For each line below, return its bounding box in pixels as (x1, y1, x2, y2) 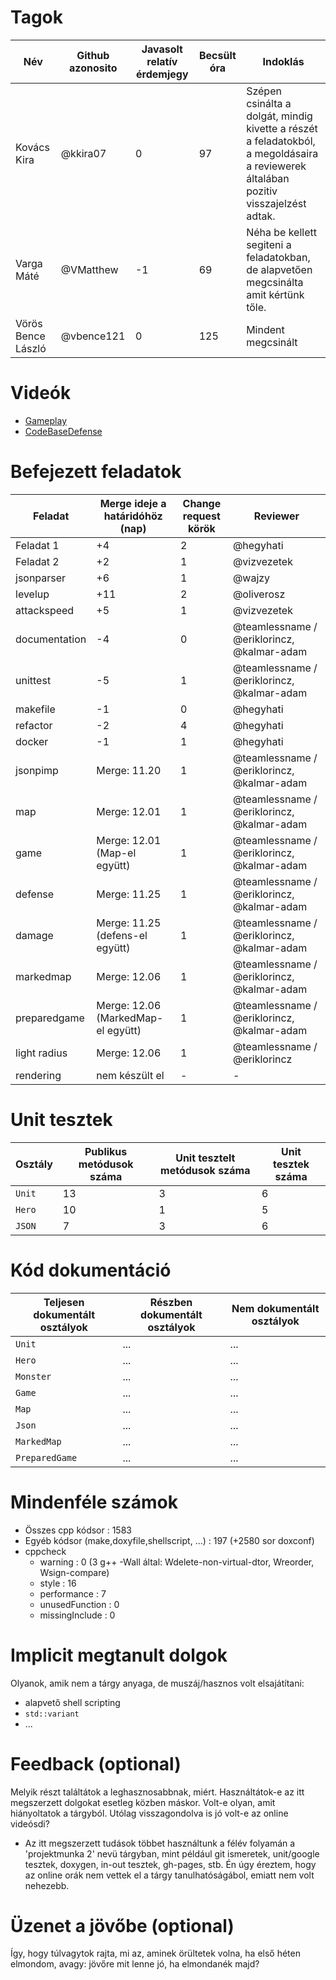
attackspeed (15, 603, 75, 617)
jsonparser (15, 571, 67, 585)
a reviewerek (246, 159, 307, 173)
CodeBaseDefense (24, 425, 103, 437)
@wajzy (232, 571, 271, 585)
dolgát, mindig (246, 109, 313, 123)
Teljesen (43, 1295, 85, 1309)
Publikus (84, 1144, 128, 1158)
